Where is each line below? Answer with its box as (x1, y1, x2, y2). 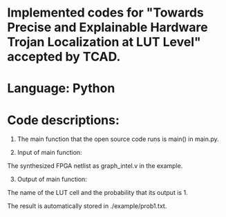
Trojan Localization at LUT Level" (7, 35, 202, 50)
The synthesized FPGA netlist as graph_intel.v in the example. (7, 162, 183, 170)
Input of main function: (17, 149, 82, 157)
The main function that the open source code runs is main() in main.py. (17, 135, 219, 143)
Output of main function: (17, 175, 88, 184)
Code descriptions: (7, 112, 120, 128)
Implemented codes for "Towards (7, 5, 204, 21)
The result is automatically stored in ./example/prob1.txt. (7, 202, 167, 210)
